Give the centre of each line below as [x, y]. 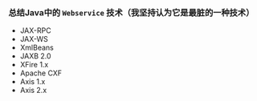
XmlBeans [37, 48]
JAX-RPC [35, 30]
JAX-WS [34, 39]
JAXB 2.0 [35, 56]
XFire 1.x [34, 65]
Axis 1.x [33, 82]
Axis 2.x [33, 91]
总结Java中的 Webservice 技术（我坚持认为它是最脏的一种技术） [131, 12]
